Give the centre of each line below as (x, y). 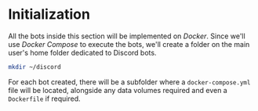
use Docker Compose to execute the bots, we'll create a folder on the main (129, 44)
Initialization (49, 14)
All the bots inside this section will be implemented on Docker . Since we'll (127, 36)
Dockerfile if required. (44, 98)
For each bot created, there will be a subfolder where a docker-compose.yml (129, 82)
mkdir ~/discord (35, 67)
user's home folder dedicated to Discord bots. (82, 52)
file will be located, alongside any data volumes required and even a (118, 90)
